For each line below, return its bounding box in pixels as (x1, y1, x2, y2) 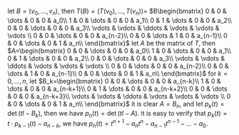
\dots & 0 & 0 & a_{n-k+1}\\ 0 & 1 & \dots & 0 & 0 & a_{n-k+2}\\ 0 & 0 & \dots (7, 84, 228, 93)
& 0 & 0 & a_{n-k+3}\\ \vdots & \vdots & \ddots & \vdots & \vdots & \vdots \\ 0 (7, 91, 231, 100)
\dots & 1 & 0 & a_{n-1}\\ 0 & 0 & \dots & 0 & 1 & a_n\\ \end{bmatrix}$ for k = (7, 69, 228, 78)
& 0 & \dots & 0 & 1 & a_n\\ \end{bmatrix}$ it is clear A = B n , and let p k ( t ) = (7, 99, 225, 110)
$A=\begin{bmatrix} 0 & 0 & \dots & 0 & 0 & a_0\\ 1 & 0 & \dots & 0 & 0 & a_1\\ (7, 46, 232, 55)
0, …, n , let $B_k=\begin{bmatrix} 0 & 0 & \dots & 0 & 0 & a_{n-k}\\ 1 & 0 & (7, 76, 221, 85)
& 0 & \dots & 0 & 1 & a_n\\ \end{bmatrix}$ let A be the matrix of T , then (7, 39, 216, 47)
